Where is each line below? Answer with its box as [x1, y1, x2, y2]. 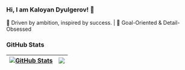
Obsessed [6, 25, 32, 33]
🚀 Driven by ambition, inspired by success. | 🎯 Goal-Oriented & [6, 19, 162, 27]
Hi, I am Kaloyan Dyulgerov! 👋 [6, 5, 95, 14]
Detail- [163, 19, 180, 27]
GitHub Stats [6, 40, 45, 49]
